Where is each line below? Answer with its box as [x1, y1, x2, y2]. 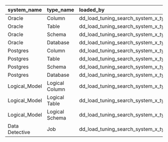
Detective [7, 129, 30, 136]
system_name [7, 6, 42, 13]
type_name [46, 6, 74, 13]
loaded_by [79, 6, 105, 13]
